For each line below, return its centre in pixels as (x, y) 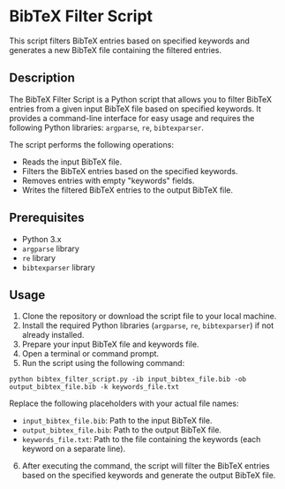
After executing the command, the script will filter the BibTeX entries (146, 466)
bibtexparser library (58, 267)
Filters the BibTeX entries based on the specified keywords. (130, 171)
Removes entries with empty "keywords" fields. (108, 180)
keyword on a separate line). (74, 449)
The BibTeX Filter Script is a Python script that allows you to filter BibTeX (140, 99)
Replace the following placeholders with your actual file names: (124, 403)
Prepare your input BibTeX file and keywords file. (110, 344)
